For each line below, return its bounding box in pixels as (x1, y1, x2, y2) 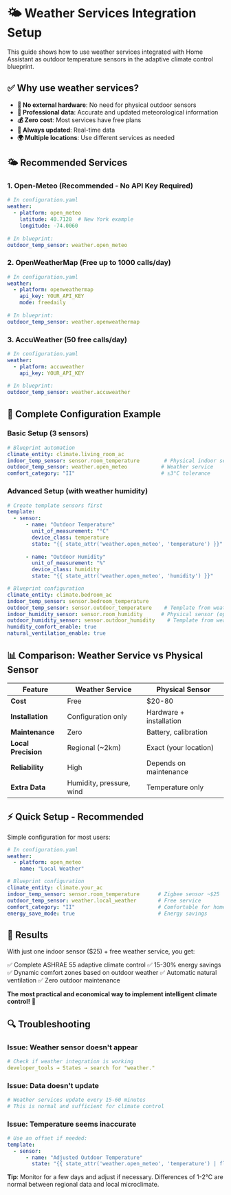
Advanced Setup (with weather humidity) (7, 486, 148, 496)
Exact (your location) (146, 742, 214, 752)
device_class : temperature (32, 534, 109, 541)
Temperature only (146, 782, 204, 792)
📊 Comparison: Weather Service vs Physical (7, 650, 203, 662)
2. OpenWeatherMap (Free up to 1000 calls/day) (7, 258, 171, 268)
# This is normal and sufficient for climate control (7, 1103, 165, 1109)
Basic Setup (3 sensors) (7, 428, 89, 438)
